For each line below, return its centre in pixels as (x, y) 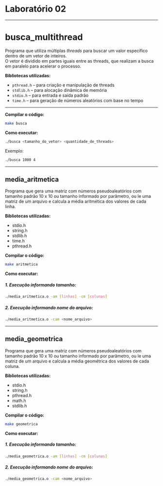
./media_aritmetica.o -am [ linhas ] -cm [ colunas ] (56, 297)
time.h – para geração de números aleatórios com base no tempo (78, 100)
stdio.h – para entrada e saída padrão (50, 95)
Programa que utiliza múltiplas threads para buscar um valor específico (76, 51)
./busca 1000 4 (20, 160)
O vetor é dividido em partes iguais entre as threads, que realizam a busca (79, 61)
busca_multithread (44, 37)
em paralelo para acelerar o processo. (43, 66)
